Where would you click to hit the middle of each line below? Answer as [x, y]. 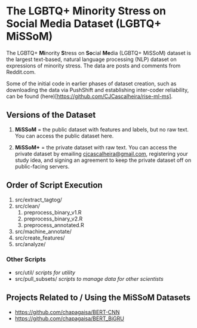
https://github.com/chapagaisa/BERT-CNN [67, 312]
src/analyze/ [30, 244]
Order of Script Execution [54, 186]
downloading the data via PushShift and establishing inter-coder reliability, [98, 90]
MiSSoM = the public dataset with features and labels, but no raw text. [102, 129]
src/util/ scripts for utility [45, 272]
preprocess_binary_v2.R [53, 219]
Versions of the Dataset [51, 115]
